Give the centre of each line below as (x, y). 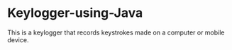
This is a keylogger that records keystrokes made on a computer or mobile (116, 32)
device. (18, 39)
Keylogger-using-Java (75, 13)
